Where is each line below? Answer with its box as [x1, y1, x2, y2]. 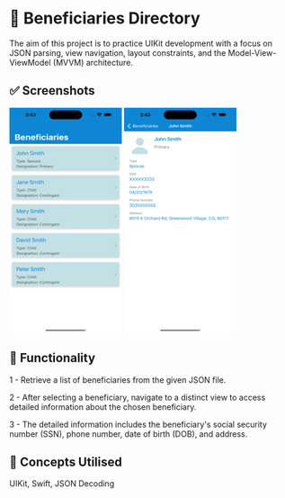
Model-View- [227, 47, 277, 58]
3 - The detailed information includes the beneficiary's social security [9, 419, 268, 430]
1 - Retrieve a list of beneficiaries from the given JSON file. [9, 374, 227, 385]
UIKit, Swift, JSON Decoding [9, 478, 115, 489]
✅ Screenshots [9, 83, 95, 98]
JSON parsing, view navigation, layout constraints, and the [9, 47, 227, 58]
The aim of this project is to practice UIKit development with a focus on [9, 38, 272, 49]
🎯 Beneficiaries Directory [9, 8, 200, 29]
